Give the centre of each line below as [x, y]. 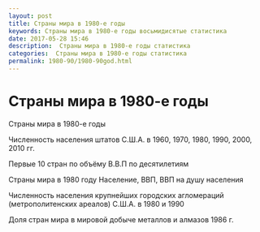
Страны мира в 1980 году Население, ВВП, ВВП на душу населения [126, 179]
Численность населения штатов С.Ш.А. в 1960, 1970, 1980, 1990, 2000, [130, 140]
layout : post [30, 16]
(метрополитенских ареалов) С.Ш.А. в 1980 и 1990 [96, 204]
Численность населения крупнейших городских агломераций [117, 195]
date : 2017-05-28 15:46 [49, 39]
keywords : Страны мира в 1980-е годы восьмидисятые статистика [118, 31]
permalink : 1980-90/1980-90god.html [70, 62]
